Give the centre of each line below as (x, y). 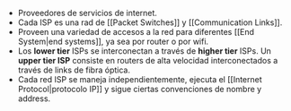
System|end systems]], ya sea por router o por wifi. (113, 41)
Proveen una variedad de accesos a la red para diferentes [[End (136, 32)
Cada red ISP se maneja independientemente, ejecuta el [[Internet (140, 79)
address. (34, 98)
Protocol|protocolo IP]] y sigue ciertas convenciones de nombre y (140, 89)
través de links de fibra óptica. (74, 70)
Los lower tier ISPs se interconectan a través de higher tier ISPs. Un (145, 51)
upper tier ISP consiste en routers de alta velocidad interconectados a (148, 60)
